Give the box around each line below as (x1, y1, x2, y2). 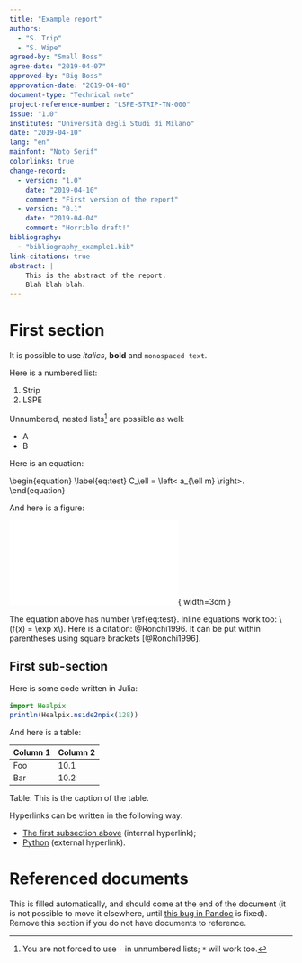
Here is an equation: (9, 457, 84, 468)
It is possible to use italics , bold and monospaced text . (9, 350, 208, 361)
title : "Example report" (9, 14, 102, 23)
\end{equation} (9, 484, 66, 495)
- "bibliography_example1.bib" (17, 242, 135, 251)
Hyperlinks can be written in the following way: (9, 810, 183, 821)
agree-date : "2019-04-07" (9, 62, 106, 71)
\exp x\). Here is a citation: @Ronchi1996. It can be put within (34, 623, 261, 634)
